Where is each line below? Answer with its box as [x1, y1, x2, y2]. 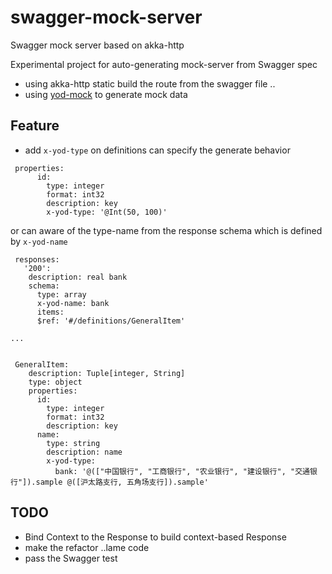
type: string [46, 438, 101, 448]
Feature [10, 117, 60, 135]
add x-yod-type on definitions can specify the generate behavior [24, 144, 291, 156]
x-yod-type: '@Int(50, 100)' [46, 207, 168, 217]
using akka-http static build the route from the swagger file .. [24, 77, 276, 90]
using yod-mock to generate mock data [24, 88, 188, 100]
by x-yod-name [10, 235, 68, 247]
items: [36, 307, 65, 317]
